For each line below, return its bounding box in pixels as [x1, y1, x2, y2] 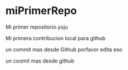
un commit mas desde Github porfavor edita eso [5, 45, 123, 53]
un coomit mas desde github [5, 57, 75, 64]
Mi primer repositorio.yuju [5, 23, 68, 30]
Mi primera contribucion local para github [5, 34, 106, 41]
